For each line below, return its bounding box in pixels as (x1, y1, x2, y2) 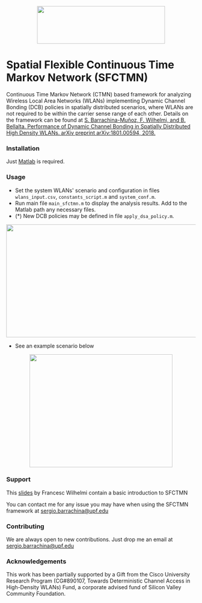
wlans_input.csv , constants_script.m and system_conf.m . (14, 193, 156, 200)
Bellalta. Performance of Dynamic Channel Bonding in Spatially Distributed (6, 122, 191, 130)
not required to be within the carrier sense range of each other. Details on (6, 110, 189, 117)
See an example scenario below (14, 342, 94, 349)
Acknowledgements (6, 557, 67, 566)
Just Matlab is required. (6, 158, 65, 165)
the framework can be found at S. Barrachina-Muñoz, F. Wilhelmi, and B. (6, 116, 186, 123)
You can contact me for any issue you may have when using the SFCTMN (6, 501, 189, 508)
